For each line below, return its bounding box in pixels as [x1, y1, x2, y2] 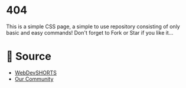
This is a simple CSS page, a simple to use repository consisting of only [6, 23, 180, 30]
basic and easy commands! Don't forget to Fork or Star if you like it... [6, 29, 174, 36]
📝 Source [6, 50, 51, 63]
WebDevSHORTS [14, 69, 57, 76]
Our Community [14, 75, 54, 82]
